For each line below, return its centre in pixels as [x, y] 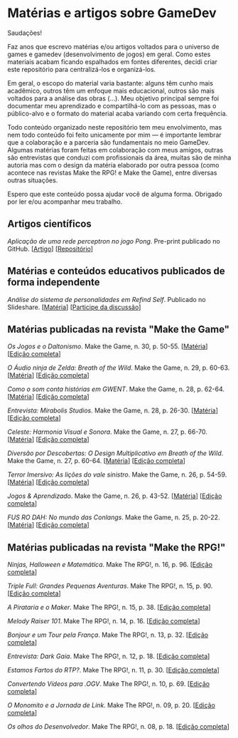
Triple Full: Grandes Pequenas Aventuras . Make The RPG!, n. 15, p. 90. [110, 586]
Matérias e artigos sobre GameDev [112, 13]
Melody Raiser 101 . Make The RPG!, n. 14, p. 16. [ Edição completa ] [104, 621]
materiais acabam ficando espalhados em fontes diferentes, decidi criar [113, 61]
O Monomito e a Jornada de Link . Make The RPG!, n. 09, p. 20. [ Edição [111, 705]
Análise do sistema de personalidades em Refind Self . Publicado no [107, 299]
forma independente [54, 282]
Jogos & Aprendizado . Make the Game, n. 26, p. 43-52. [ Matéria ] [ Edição [115, 496]
